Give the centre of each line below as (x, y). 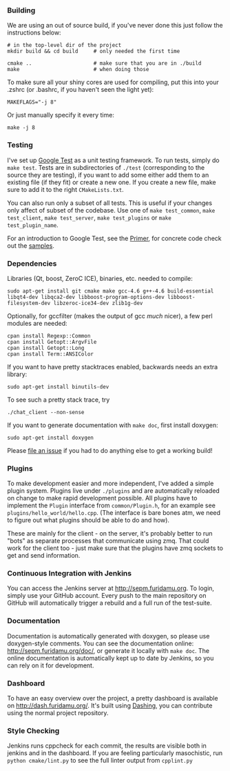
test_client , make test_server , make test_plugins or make (90, 217)
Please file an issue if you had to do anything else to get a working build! (110, 450)
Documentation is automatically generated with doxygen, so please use (108, 636)
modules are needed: (37, 323)
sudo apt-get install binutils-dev (58, 387)
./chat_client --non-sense (46, 412)
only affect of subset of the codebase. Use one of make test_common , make (111, 210)
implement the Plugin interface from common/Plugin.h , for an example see (111, 505)
